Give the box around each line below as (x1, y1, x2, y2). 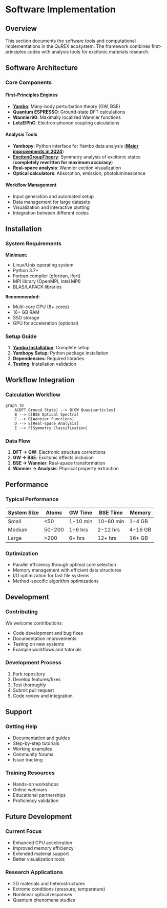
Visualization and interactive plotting (12, 204, 90, 210)
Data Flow (5, 437, 31, 444)
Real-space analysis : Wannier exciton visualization (12, 165, 121, 171)
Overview (5, 24, 37, 33)
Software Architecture (5, 63, 78, 73)
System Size (8, 509, 39, 516)
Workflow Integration (5, 376, 75, 384)
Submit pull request (12, 687, 54, 693)
